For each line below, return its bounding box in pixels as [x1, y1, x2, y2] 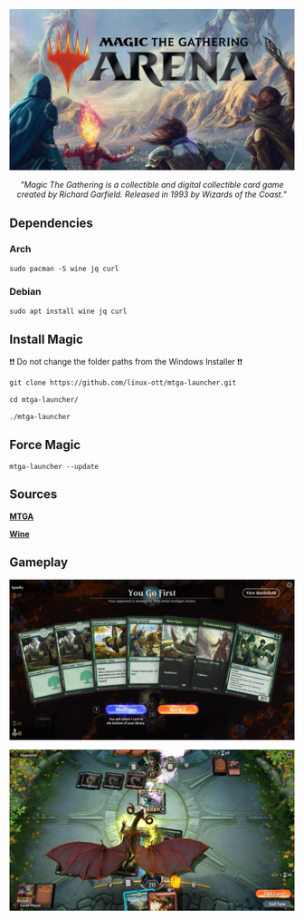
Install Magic [9, 331, 84, 347]
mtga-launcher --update [9, 463, 100, 472]
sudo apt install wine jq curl [9, 307, 128, 317]
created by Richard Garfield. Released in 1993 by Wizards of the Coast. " [16, 189, 288, 200]
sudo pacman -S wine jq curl [9, 264, 119, 274]
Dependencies [9, 215, 93, 230]
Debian [9, 286, 42, 299]
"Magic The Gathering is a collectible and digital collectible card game [20, 180, 284, 191]
